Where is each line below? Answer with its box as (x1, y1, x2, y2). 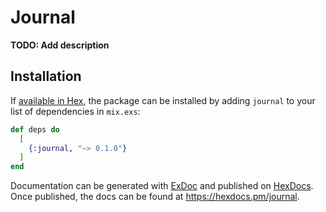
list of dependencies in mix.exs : (10, 105, 141, 117)
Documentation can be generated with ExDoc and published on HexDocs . (10, 180, 314, 192)
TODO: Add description (10, 39, 110, 51)
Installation (10, 68, 82, 85)
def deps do (10, 124, 60, 135)
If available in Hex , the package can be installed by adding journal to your (10, 94, 316, 106)
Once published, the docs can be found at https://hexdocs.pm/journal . (10, 191, 300, 203)
